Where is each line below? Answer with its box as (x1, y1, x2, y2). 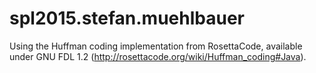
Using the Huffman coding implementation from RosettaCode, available (9, 40, 303, 52)
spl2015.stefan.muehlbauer (9, 7, 245, 30)
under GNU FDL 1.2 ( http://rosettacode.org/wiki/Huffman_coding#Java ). (9, 50, 307, 62)
